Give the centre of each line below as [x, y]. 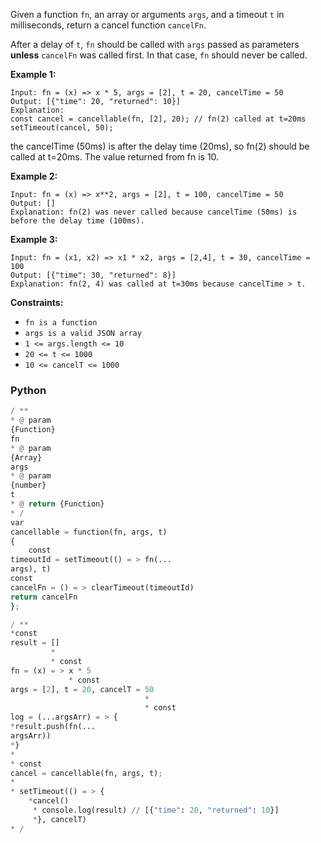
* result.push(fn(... [53, 727]
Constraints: [37, 302]
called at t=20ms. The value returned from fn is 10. [115, 157]
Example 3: [34, 239]
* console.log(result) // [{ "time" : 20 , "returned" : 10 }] [156, 810]
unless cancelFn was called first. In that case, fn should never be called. [159, 55]
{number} [28, 485]
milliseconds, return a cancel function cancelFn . [108, 25]
